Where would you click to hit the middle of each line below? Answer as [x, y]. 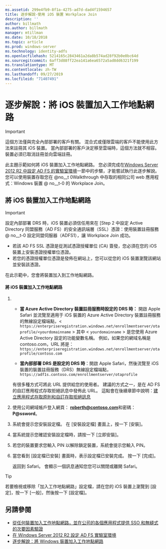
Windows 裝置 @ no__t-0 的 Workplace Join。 [60, 183]
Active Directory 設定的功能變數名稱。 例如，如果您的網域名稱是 [85, 338]
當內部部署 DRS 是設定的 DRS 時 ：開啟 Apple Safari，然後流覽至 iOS [89, 363]
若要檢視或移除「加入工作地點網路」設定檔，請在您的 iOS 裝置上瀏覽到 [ [79, 486]
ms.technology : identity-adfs [36, 51]
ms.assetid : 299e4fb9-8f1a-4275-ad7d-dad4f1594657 [58, 10]
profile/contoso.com [41, 353]
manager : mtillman [24, 33]
